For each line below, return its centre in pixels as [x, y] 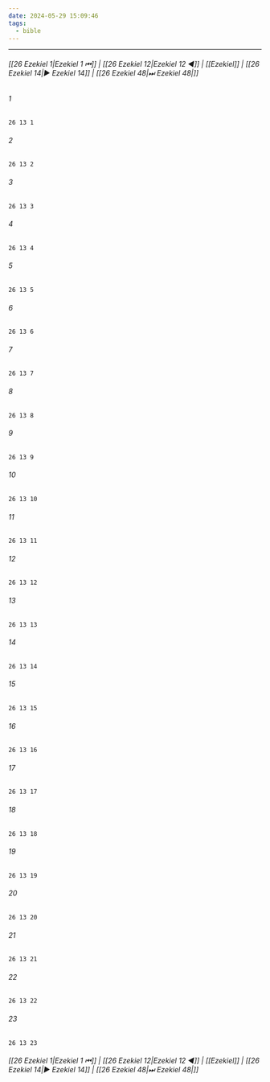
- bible [29, 31]
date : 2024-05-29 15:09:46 [53, 16]
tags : [17, 23]
